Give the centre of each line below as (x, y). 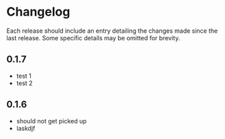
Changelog (38, 12)
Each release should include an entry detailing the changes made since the (112, 31)
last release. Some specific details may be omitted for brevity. (93, 37)
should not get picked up (51, 121)
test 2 (24, 83)
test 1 (24, 76)
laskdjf (26, 128)
